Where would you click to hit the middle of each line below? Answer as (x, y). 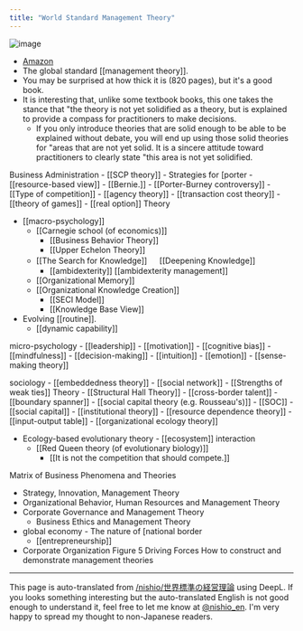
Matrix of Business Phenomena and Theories (93, 475)
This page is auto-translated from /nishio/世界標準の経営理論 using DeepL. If (151, 587)
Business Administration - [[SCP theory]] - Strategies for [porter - (131, 174)
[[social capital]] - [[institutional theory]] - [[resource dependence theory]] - (151, 411)
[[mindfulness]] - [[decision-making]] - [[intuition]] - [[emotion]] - (131, 355)
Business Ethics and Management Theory (113, 522)
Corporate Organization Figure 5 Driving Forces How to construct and (152, 550)
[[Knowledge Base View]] (96, 309)
